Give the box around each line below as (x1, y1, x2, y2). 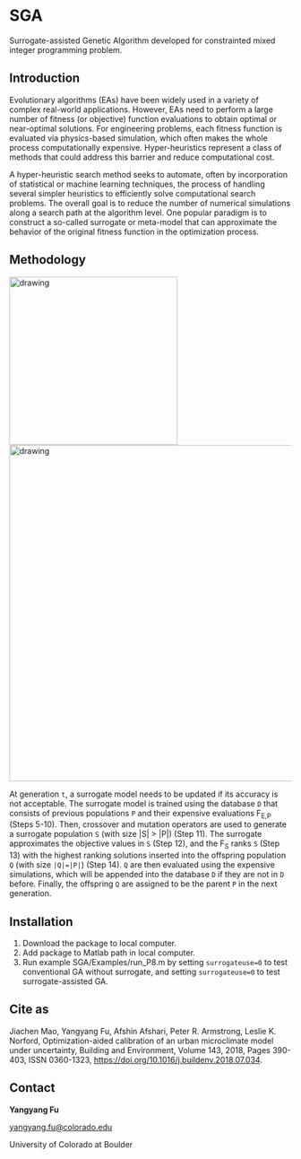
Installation (9, 914, 73, 929)
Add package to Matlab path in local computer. (21, 947, 195, 958)
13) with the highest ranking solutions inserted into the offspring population (9, 850, 287, 861)
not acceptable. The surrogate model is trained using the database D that (9, 797, 279, 808)
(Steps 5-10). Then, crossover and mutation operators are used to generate (9, 819, 287, 830)
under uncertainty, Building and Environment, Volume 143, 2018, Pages (9, 1044, 271, 1055)
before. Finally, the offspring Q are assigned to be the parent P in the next (9, 878, 278, 889)
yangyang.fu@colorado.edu (9, 1121, 113, 1132)
